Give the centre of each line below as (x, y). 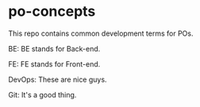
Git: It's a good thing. (42, 94)
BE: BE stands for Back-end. (54, 48)
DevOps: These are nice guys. (58, 79)
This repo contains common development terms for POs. (101, 33)
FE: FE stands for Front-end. (54, 64)
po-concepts (52, 11)
